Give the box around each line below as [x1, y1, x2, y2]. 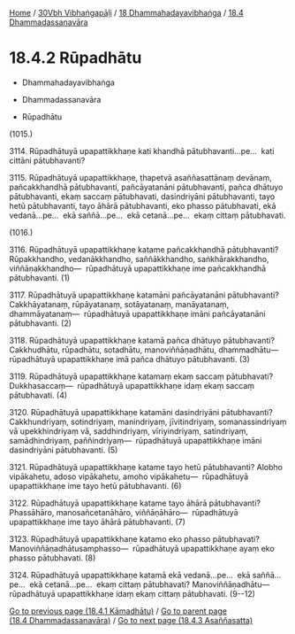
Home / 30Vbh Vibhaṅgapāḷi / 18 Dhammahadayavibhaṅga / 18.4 [9, 8, 245, 18]
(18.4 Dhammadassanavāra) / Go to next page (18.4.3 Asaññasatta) [9, 615, 253, 625]
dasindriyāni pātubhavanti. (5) [9, 445, 118, 455]
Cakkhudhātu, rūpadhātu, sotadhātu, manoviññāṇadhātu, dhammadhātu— [9, 344, 279, 355]
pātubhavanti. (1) [9, 272, 71, 282]
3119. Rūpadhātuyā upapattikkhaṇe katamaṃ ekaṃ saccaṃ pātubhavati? [9, 371, 274, 382]
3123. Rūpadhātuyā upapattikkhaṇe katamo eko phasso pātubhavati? [9, 533, 261, 544]
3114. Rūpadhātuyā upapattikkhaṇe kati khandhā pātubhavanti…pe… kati [9, 145, 275, 156]
